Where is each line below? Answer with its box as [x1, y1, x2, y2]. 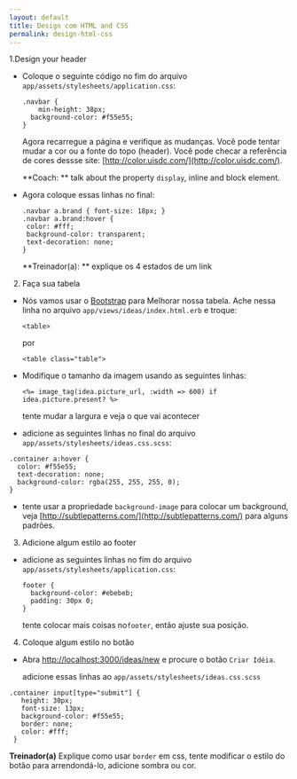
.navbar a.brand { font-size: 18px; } [21, 207, 166, 216]
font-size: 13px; [20, 704, 86, 713]
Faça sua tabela [21, 279, 81, 289]
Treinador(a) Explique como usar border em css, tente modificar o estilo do [9, 751, 285, 761]
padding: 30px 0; [30, 596, 95, 606]
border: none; [20, 720, 74, 728]
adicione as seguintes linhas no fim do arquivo [21, 555, 192, 565]
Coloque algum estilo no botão [21, 637, 135, 648]
